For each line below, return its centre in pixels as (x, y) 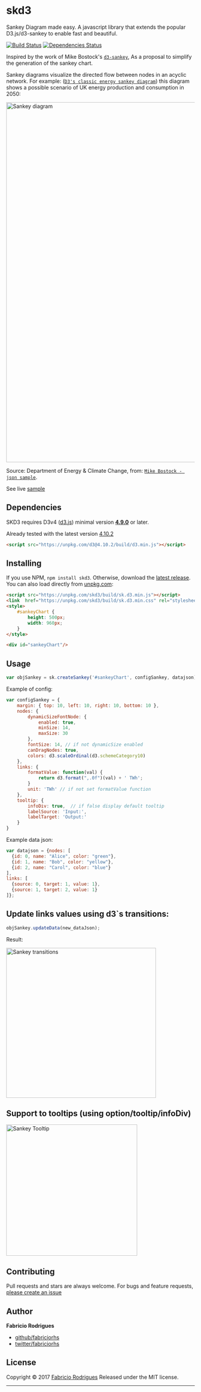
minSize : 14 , (54, 728)
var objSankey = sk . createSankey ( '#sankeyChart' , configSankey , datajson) (101, 678)
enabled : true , (57, 722)
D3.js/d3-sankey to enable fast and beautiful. (62, 33)
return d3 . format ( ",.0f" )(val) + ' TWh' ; (91, 778)
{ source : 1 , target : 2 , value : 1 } (54, 890)
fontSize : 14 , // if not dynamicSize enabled (86, 745)
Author (19, 1311)
